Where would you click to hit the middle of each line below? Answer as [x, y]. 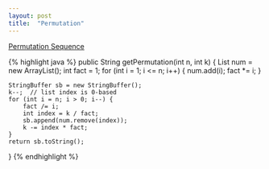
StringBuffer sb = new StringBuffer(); [75, 85]
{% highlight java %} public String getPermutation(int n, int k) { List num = [131, 62]
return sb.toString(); [46, 142]
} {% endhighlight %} [43, 156]
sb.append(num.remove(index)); [75, 120]
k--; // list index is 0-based [62, 92]
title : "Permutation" [46, 23]
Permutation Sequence [46, 46]
